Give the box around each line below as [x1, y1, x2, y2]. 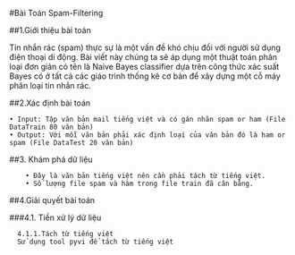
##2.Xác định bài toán [9, 98, 91, 108]
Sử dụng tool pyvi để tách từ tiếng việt [17, 237, 174, 246]
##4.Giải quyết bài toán [9, 195, 96, 205]
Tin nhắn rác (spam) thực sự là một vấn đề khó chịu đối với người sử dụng [9, 42, 282, 53]
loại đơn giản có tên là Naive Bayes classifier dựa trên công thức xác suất [9, 62, 280, 72]
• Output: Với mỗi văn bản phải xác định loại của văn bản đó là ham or [9, 131, 286, 140]
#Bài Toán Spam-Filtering [9, 8, 104, 18]
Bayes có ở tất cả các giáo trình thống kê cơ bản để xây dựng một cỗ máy [9, 71, 282, 81]
